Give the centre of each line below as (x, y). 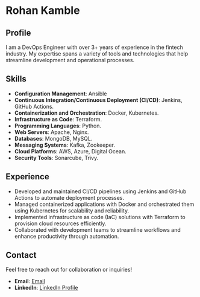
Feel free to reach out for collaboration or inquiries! (69, 270)
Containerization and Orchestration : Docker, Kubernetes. (86, 113)
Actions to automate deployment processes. (69, 197)
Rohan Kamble (43, 11)
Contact (21, 255)
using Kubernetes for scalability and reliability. (72, 210)
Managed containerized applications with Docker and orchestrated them (104, 204)
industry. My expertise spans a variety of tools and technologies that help (97, 54)
